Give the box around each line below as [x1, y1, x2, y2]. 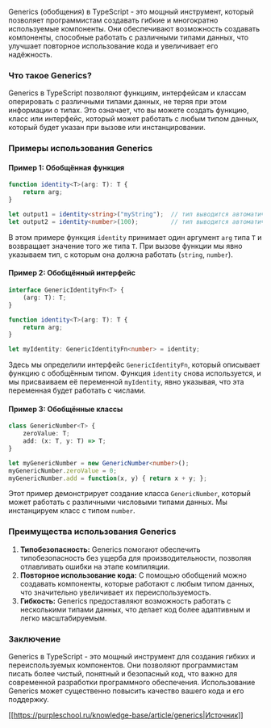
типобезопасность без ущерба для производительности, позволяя [19, 553, 252, 562]
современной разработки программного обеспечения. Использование [8, 678, 256, 688]
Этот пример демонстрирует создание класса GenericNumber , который [8, 489, 252, 499]
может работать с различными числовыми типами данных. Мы [8, 497, 227, 507]
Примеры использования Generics [8, 143, 153, 154]
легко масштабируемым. [19, 613, 107, 623]
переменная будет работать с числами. [8, 385, 147, 395]
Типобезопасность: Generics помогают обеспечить [19, 545, 201, 554]
